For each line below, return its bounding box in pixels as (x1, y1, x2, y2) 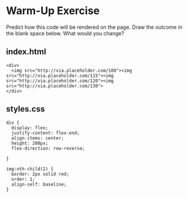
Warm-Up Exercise (6, 4, 100, 18)
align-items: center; (11, 135, 64, 141)
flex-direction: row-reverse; (11, 145, 85, 151)
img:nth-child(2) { (6, 166, 54, 172)
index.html (6, 47, 46, 57)
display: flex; (11, 125, 49, 130)
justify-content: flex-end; (11, 130, 80, 136)
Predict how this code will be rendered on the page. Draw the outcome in (6, 24, 183, 31)
